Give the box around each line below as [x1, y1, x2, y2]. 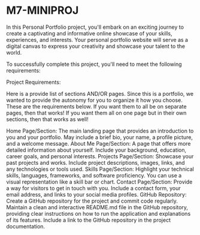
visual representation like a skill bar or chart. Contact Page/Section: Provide [6, 178, 193, 185]
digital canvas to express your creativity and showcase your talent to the [6, 43, 186, 50]
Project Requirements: [6, 79, 61, 86]
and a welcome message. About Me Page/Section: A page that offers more [6, 140, 191, 147]
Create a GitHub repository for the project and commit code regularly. [6, 197, 178, 204]
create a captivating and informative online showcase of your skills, [6, 29, 172, 37]
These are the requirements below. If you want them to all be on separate [6, 103, 187, 110]
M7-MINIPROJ [6, 4, 79, 17]
